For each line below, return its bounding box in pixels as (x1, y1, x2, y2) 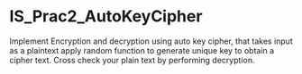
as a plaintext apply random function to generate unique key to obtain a (9, 45, 275, 55)
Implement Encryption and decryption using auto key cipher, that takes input (9, 36, 293, 46)
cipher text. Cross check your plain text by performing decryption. (9, 54, 255, 65)
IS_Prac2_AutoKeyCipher (9, 6, 203, 27)
